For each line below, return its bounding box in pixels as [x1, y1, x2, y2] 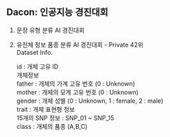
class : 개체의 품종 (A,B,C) [16, 122, 88, 130]
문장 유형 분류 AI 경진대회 [16, 26, 85, 34]
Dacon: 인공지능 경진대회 [6, 6, 109, 18]
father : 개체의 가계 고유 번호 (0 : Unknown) [16, 79, 135, 88]
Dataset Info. [16, 48, 53, 56]
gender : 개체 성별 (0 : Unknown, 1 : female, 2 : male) [16, 97, 164, 105]
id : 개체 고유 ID [16, 62, 59, 71]
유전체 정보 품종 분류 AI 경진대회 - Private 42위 [16, 40, 144, 49]
